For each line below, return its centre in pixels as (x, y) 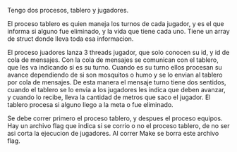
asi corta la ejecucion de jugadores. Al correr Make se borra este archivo (113, 133)
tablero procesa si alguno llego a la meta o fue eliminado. (91, 104)
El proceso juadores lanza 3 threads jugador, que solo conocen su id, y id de (119, 52)
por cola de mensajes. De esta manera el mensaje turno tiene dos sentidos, (117, 82)
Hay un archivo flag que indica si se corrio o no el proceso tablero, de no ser (119, 126)
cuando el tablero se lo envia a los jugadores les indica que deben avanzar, (116, 90)
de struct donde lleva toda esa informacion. (71, 39)
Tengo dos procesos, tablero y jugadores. (68, 10)
